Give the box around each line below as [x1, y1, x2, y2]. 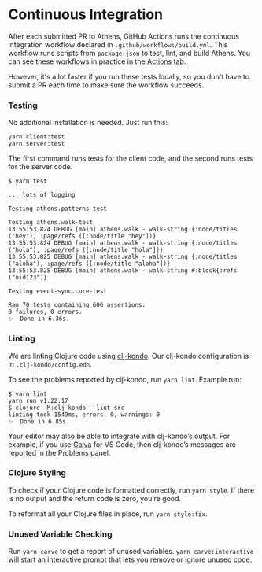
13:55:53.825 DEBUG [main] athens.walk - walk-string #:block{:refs [8, 267, 238, 275]
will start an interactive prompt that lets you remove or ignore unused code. [8, 555, 253, 564]
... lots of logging [8, 191, 76, 199]
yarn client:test [8, 133, 65, 141]
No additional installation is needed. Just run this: [8, 118, 168, 127]
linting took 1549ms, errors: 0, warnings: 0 [8, 411, 160, 419]
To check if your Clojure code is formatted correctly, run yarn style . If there [8, 485, 255, 495]
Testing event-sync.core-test [8, 287, 108, 296]
